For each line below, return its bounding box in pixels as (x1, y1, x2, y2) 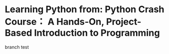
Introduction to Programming (34, 27, 160, 39)
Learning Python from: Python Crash (5, 4, 165, 15)
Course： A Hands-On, (5, 16, 104, 28)
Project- (106, 16, 142, 28)
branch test (5, 44, 29, 50)
